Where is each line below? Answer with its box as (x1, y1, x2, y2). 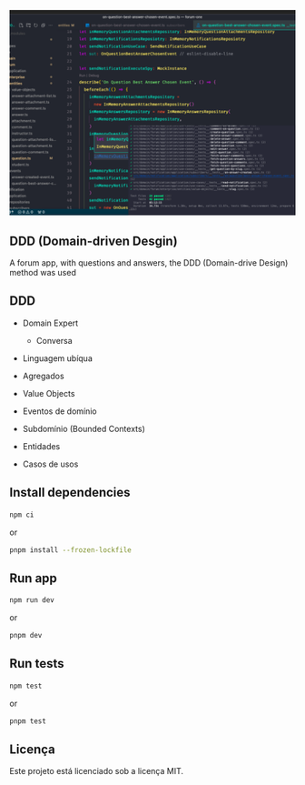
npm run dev (9, 596, 54, 605)
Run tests (9, 656, 64, 671)
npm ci (9, 510, 34, 519)
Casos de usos (22, 458, 79, 469)
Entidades (22, 440, 61, 451)
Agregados (22, 370, 65, 381)
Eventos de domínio (22, 406, 97, 417)
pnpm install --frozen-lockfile (9, 545, 132, 555)
